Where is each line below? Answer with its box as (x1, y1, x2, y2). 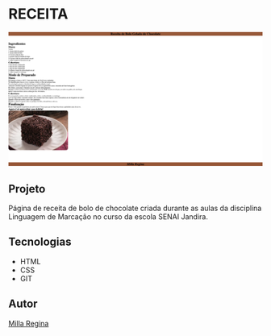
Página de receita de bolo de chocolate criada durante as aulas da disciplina (8, 203, 262, 214)
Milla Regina (8, 318, 49, 328)
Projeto (8, 182, 46, 196)
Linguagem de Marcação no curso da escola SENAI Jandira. (8, 212, 208, 222)
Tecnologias (8, 235, 72, 249)
